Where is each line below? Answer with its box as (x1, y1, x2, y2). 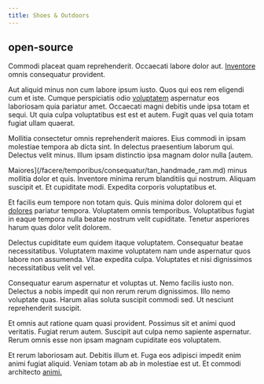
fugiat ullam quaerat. (8, 119, 75, 128)
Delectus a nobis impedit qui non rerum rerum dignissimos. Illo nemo (8, 286, 230, 296)
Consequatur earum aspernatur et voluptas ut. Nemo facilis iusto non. (8, 279, 234, 288)
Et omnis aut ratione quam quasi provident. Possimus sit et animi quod (8, 319, 236, 328)
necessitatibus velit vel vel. (8, 263, 96, 272)
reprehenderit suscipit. (8, 304, 82, 313)
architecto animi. (8, 367, 63, 377)
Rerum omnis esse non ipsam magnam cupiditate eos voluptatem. (8, 335, 222, 345)
